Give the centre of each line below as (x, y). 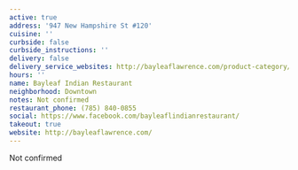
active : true (33, 17)
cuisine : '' (31, 34)
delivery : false (39, 58)
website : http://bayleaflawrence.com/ (81, 133)
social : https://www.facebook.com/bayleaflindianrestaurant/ (125, 116)
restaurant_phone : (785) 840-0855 (73, 108)
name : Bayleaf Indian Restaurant (71, 83)
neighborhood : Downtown (53, 91)
